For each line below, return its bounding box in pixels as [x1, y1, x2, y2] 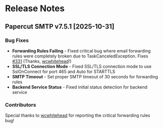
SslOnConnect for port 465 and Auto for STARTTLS [12, 69, 115, 74]
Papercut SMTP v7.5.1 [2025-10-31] [5, 22, 114, 31]
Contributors [5, 101, 36, 108]
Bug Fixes [5, 37, 29, 44]
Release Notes [5, 3, 65, 14]
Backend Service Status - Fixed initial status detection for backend [12, 84, 147, 90]
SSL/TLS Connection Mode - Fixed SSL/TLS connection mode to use [12, 63, 152, 69]
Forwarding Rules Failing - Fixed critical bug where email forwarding [12, 48, 151, 54]
